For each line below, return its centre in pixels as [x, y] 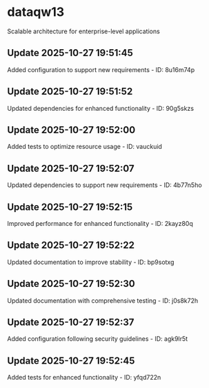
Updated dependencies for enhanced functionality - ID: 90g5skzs [101, 108]
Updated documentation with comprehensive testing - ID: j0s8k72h [103, 300]
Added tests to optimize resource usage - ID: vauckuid [84, 147]
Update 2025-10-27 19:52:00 [71, 130]
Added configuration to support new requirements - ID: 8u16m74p [101, 69]
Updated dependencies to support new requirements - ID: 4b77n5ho [104, 185]
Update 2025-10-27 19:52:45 [71, 361]
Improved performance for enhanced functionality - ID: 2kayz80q [100, 223]
